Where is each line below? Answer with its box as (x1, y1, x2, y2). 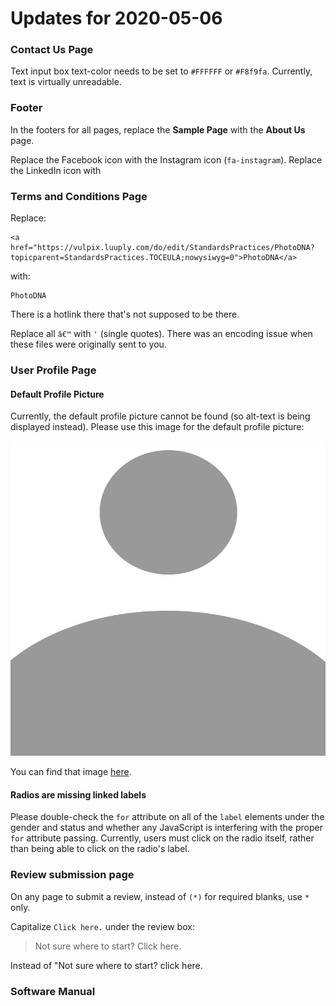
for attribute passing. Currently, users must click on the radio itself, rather (10, 832, 315, 844)
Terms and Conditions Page (10, 189, 148, 203)
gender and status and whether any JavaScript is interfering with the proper (10, 822, 323, 834)
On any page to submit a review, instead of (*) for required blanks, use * (10, 890, 310, 902)
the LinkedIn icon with (10, 164, 102, 176)
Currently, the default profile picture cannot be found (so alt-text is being (10, 410, 311, 422)
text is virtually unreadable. (10, 76, 122, 88)
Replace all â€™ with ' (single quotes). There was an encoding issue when (10, 328, 313, 340)
